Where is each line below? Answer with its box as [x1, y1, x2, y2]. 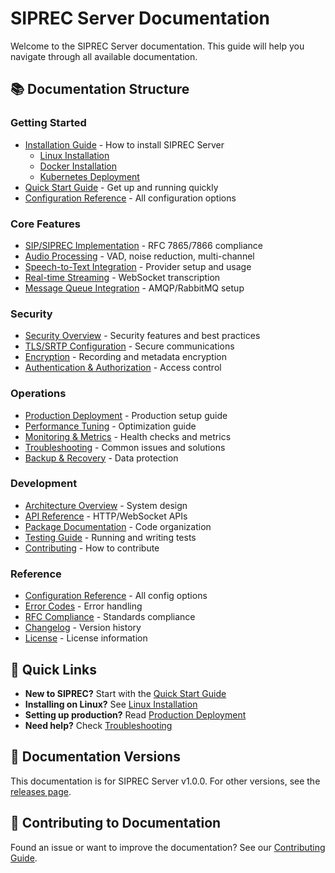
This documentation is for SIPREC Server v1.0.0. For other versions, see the [10, 775, 321, 787]
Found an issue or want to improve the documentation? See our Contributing [10, 841, 326, 853]
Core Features [10, 217, 81, 231]
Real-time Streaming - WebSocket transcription [24, 271, 221, 283]
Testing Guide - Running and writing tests [24, 531, 197, 543]
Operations [10, 387, 67, 401]
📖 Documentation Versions [10, 748, 181, 766]
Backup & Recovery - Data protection [24, 452, 179, 464]
